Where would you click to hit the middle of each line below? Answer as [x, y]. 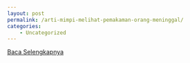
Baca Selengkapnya [36, 52]
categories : [24, 26]
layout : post [26, 13]
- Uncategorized [43, 33]
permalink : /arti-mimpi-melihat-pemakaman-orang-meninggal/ [96, 20]
